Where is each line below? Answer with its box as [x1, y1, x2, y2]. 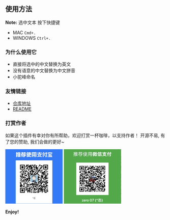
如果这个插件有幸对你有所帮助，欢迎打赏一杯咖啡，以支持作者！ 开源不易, [5, 132, 159, 139]
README [12, 106, 32, 112]
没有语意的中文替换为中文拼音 [12, 68, 75, 74]
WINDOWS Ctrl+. [12, 35, 51, 41]
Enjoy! [5, 208, 19, 215]
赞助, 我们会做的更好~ [18, 139, 65, 145]
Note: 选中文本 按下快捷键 [5, 19, 60, 25]
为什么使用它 [5, 48, 37, 56]
